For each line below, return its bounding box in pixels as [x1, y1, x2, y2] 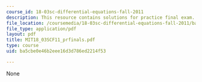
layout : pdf [6, 31, 36, 37]
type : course [6, 43, 39, 49]
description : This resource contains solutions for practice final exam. [6, 14, 195, 20]
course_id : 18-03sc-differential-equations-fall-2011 [6, 8, 144, 15]
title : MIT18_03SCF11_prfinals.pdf [6, 37, 96, 43]
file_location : [6, 20, 44, 26]
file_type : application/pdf [6, 25, 77, 32]
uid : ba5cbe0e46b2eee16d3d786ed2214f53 [6, 48, 106, 54]
